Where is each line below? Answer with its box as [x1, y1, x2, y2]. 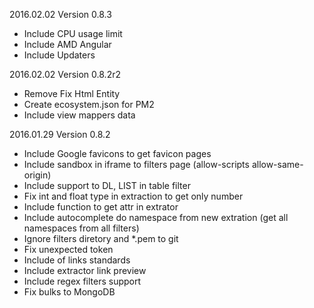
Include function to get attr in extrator [23, 201, 179, 213]
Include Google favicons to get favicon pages [23, 148, 212, 159]
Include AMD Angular [23, 39, 112, 50]
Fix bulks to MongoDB [23, 286, 116, 298]
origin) [23, 169, 52, 181]
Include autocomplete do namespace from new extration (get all [23, 212, 289, 223]
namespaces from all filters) [23, 222, 140, 234]
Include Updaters [23, 49, 96, 61]
